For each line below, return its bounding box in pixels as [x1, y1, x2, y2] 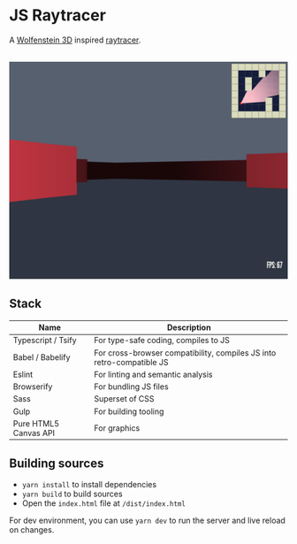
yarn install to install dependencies [21, 479, 157, 490]
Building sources [9, 456, 104, 471]
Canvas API [12, 427, 56, 438]
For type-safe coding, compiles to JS [94, 335, 230, 346]
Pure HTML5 [12, 418, 60, 429]
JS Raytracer [9, 5, 106, 26]
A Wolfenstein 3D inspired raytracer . [9, 34, 141, 45]
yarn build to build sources [21, 488, 123, 500]
